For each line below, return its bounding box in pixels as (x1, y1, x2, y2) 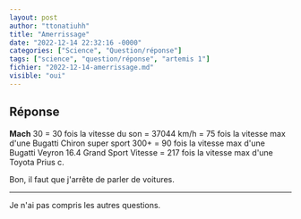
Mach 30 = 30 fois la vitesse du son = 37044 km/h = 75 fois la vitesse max (9, 128, 287, 139)
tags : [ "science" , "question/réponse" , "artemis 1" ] (9, 55, 211, 63)
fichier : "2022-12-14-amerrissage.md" (9, 63, 154, 72)
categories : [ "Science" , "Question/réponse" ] (9, 46, 182, 55)
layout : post (9, 13, 58, 22)
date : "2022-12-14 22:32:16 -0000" (9, 38, 142, 47)
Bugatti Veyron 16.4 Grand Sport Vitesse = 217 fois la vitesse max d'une (9, 147, 273, 157)
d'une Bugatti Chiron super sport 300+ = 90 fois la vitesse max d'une (9, 138, 266, 148)
